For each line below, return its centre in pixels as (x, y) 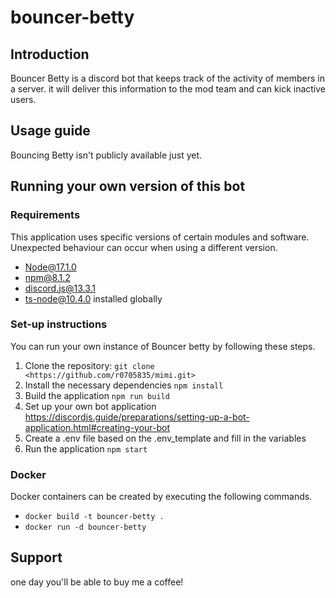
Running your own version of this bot (128, 186)
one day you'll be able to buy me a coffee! (97, 582)
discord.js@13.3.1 (60, 288)
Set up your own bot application (90, 406)
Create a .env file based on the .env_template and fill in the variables (165, 438)
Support (36, 557)
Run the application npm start (86, 448)
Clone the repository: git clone (89, 365)
